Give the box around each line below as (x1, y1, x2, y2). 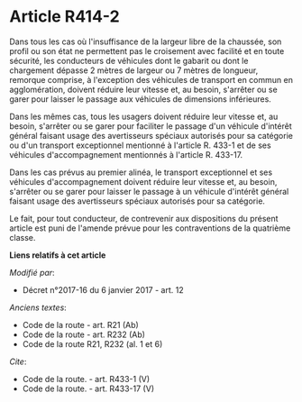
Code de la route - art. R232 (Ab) (22, 329, 146, 340)
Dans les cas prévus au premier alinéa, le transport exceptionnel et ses (9, 167, 273, 178)
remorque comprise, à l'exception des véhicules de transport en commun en (9, 74, 293, 85)
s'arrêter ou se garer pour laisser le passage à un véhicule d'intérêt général (9, 186, 289, 196)
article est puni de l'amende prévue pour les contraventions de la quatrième (9, 223, 291, 233)
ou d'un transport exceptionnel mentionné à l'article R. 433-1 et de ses (9, 140, 272, 151)
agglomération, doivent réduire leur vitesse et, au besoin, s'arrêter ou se (9, 84, 278, 95)
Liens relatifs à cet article (9, 250, 106, 260)
